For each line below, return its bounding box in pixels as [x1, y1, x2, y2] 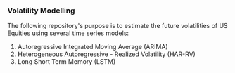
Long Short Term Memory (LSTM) [17, 58, 116, 66]
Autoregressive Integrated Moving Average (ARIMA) [17, 43, 168, 51]
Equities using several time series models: [7, 29, 129, 37]
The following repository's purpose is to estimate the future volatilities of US [7, 22, 229, 30]
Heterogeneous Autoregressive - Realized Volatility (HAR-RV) [17, 50, 196, 58]
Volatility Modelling [7, 6, 75, 15]
